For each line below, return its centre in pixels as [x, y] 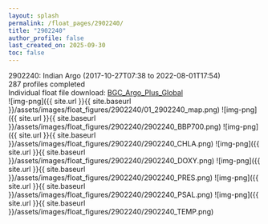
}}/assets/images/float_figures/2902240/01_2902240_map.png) [114, 110]
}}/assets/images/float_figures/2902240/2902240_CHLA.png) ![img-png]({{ [134, 144]
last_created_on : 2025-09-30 [57, 46]
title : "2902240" [37, 30]
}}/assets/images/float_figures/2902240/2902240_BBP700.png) [115, 126]
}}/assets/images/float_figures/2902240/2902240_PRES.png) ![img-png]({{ [134, 178]
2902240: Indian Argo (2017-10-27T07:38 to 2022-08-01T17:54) [114, 76]
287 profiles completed [47, 84]
